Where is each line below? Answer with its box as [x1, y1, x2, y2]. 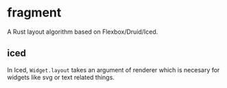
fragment [7, 5, 62, 21]
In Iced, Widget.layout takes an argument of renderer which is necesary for [7, 65, 220, 74]
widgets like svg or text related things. [7, 73, 115, 81]
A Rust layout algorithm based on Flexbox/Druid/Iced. [7, 27, 158, 36]
